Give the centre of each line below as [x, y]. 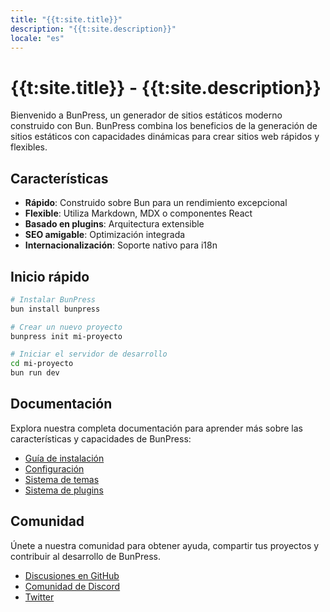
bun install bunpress [55, 309]
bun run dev [35, 373]
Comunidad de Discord [72, 586]
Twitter [39, 597]
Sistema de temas [62, 479]
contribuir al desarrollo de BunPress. [86, 556]
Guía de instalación [64, 458]
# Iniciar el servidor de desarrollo [89, 354]
